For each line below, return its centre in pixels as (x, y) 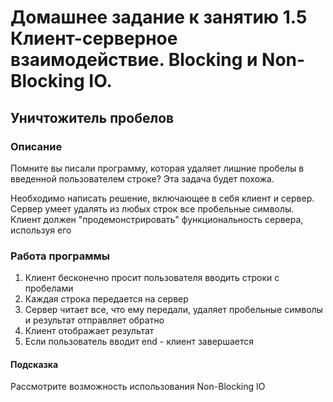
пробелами (49, 288)
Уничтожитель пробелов (92, 117)
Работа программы (60, 256)
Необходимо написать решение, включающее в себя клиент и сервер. (162, 198)
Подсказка (34, 364)
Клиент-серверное (94, 38)
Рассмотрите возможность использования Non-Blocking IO (138, 387)
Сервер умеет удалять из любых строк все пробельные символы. (152, 208)
